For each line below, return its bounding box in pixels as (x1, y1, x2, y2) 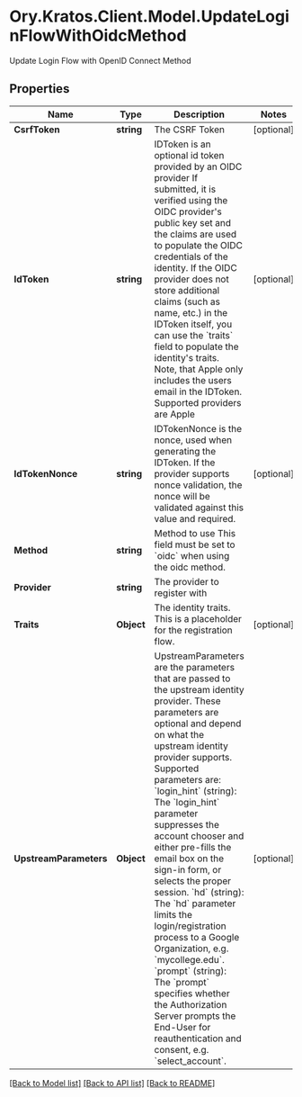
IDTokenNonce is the (154, 422, 243, 435)
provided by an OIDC (154, 160, 243, 173)
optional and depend (154, 717, 242, 730)
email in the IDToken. (154, 385, 243, 398)
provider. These (154, 695, 222, 707)
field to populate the (154, 340, 240, 353)
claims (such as (154, 295, 220, 308)
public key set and (154, 216, 232, 229)
